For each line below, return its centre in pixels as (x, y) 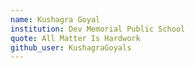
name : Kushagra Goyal (55, 19)
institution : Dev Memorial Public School (98, 29)
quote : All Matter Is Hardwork (75, 38)
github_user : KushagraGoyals (71, 47)
